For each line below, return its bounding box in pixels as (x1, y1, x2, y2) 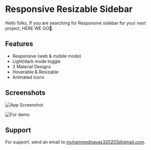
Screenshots (5, 89, 46, 97)
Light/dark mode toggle (12, 58, 61, 64)
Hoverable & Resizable (12, 69, 59, 75)
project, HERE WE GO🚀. (5, 25, 54, 31)
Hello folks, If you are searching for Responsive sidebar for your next (5, 20, 146, 26)
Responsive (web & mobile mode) (12, 53, 81, 59)
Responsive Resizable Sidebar (5, 3, 133, 15)
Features (5, 40, 33, 48)
